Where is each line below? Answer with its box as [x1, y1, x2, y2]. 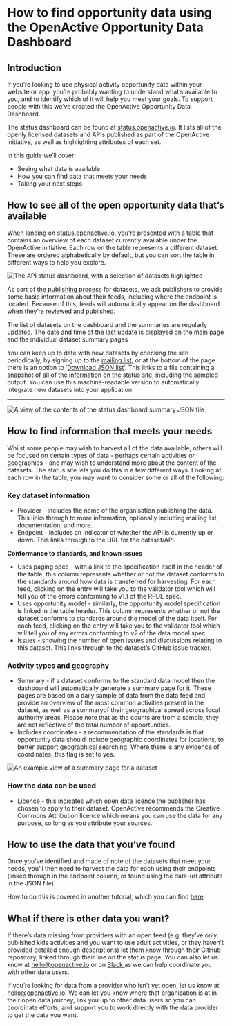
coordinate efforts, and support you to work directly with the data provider [7, 1003, 219, 1012]
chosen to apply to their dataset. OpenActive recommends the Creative [17, 804, 220, 812]
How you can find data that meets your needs [17, 172, 148, 180]
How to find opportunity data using [7, 5, 213, 21]
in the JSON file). [7, 879, 56, 887]
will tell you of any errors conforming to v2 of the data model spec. [17, 628, 207, 637]
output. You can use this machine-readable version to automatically [7, 378, 200, 386]
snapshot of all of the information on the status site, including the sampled [7, 371, 219, 379]
